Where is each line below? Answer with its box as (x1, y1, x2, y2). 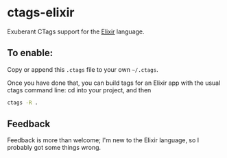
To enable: (7, 47, 53, 59)
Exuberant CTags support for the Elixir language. (7, 27, 145, 36)
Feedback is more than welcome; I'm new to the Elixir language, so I (7, 136, 200, 144)
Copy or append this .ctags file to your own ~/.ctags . (7, 65, 159, 73)
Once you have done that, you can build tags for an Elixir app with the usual (7, 79, 221, 87)
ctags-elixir (7, 5, 75, 21)
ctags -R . (7, 99, 38, 106)
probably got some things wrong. (7, 144, 101, 152)
